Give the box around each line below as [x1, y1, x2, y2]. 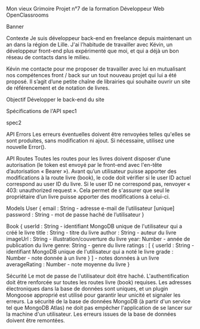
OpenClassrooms [6, 11, 49, 19]
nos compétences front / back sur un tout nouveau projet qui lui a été [6, 72, 177, 78]
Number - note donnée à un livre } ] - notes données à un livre [6, 254, 159, 261]
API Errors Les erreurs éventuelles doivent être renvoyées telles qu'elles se [6, 131, 191, 138]
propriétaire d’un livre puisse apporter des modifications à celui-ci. [6, 193, 170, 200]
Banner [6, 23, 24, 30]
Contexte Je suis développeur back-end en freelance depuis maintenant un [6, 35, 192, 41]
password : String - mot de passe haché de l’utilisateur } [6, 211, 144, 218]
